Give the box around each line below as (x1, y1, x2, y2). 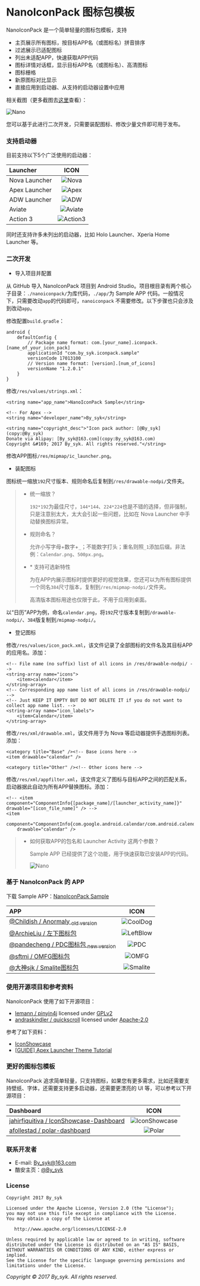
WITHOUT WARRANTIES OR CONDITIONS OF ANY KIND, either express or (6, 1247, 174, 1253)
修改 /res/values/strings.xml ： (6, 387, 83, 394)
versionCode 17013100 (27, 355, 82, 361)
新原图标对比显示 (14, 76, 57, 83)
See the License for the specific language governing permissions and (6, 1257, 185, 1264)
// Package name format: (27, 339, 89, 346)
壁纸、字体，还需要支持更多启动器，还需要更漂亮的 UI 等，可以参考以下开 (11, 1084, 192, 1092)
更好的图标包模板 (6, 1062, 55, 1071)
